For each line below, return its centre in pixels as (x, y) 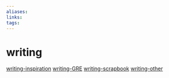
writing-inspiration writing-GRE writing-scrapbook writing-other (84, 68)
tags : (13, 23)
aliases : (17, 12)
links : (14, 17)
